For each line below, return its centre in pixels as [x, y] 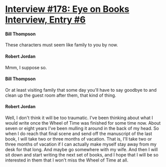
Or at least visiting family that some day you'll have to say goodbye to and [81, 90]
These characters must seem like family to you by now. [62, 45]
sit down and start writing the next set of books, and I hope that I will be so [82, 155]
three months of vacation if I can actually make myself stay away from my [81, 144]
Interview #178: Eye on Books [67, 9]
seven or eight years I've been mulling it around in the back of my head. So [82, 128]
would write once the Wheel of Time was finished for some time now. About [83, 123]
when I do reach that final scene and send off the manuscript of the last [79, 134]
